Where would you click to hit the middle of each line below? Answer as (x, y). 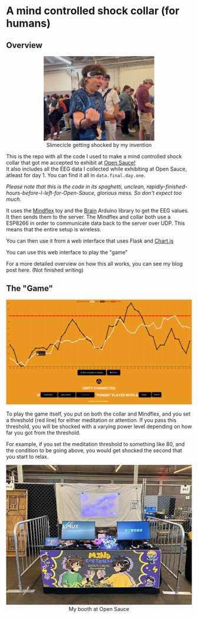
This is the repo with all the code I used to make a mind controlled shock (94, 156)
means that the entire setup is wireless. (54, 229)
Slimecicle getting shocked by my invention (99, 145)
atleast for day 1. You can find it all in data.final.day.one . (76, 175)
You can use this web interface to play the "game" (67, 252)
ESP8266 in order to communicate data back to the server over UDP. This (95, 223)
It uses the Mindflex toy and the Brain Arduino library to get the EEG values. (98, 210)
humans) (29, 23)
